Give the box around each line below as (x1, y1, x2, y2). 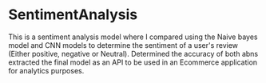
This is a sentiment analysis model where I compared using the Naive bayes (8, 32, 258, 41)
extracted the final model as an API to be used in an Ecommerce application (8, 57, 258, 67)
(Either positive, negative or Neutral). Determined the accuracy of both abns (8, 49, 258, 58)
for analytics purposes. (8, 65, 85, 75)
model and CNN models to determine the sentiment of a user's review (8, 40, 238, 49)
